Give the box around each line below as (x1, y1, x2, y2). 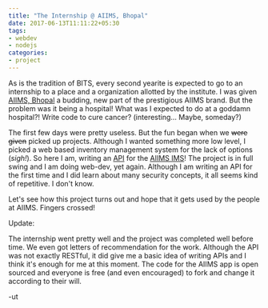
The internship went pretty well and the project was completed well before (8, 234, 254, 243)
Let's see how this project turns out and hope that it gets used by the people (8, 194, 260, 204)
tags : (8, 26, 26, 34)
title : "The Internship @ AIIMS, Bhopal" (8, 11, 149, 20)
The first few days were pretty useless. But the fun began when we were (8, 127, 248, 137)
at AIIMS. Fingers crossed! (8, 202, 96, 212)
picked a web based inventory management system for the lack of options (8, 145, 254, 154)
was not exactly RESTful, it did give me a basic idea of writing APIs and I (8, 250, 246, 260)
